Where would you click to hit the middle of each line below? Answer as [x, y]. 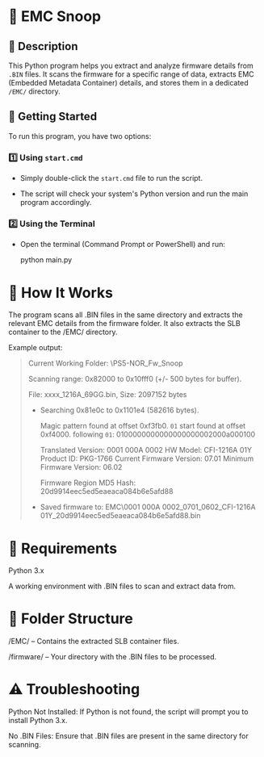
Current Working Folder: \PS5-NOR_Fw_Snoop [105, 363]
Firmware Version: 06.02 [81, 467]
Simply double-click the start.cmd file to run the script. [111, 178]
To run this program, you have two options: [80, 136]
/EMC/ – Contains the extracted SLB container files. [94, 642]
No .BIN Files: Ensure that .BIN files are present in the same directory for [128, 736]
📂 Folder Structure [71, 619]
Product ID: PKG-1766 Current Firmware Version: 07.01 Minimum [147, 458]
